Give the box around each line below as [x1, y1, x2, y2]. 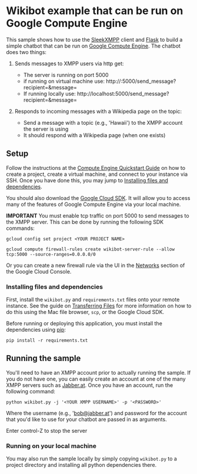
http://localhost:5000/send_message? [76, 90, 169, 97]
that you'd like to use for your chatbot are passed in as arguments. [6, 416, 167, 423]
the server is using [23, 125, 69, 132]
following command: [6, 388, 56, 395]
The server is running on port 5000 [23, 71, 109, 78]
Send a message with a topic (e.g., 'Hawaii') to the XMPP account [23, 119, 183, 126]
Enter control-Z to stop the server [6, 427, 88, 434]
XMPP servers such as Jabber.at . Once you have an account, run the [6, 381, 173, 389]
